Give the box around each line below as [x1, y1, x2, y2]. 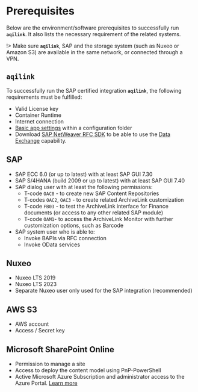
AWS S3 [6, 304, 37, 314]
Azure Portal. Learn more [14, 379, 78, 387]
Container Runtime [14, 111, 62, 119]
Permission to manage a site [14, 360, 85, 367]
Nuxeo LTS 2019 [14, 274, 56, 281]
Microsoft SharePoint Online [6, 344, 114, 355]
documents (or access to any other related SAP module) [23, 209, 164, 216]
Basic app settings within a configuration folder [14, 124, 132, 131]
